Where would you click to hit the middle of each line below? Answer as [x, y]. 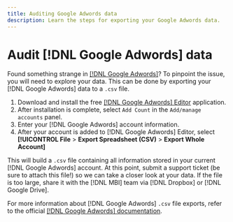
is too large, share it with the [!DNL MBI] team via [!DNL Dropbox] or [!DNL [114, 183]
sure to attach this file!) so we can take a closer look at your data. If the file [115, 175]
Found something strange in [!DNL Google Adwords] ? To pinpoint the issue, [116, 74]
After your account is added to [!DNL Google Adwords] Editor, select [116, 132]
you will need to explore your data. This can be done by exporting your [109, 82]
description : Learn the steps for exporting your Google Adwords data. [114, 20]
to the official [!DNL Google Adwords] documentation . [85, 211]
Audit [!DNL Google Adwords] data [110, 55]
